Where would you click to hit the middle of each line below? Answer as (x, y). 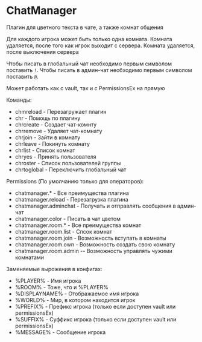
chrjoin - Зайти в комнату (48, 137)
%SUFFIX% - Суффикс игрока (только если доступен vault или (96, 319)
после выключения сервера (43, 51)
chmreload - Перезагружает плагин (61, 111)
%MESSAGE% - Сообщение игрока (60, 332)
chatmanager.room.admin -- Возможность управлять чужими (94, 251)
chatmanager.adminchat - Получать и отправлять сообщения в (95, 206)
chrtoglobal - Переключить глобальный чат (71, 169)
